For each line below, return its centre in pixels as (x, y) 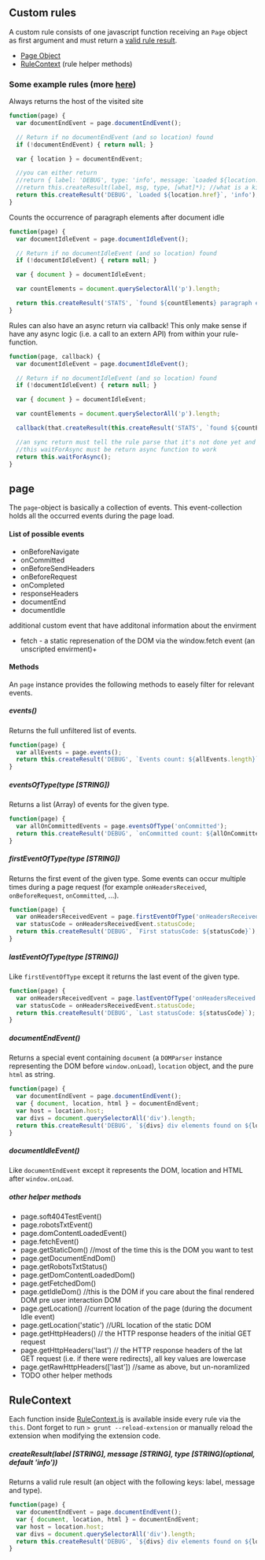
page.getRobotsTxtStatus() (64, 1267)
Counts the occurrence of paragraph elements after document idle (117, 217)
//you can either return (57, 173)
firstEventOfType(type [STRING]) (64, 859)
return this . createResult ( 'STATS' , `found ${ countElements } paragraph (134, 303)
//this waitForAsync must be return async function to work (116, 449)
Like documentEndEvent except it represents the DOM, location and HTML (126, 1171)
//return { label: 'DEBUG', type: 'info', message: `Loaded (116, 180)
